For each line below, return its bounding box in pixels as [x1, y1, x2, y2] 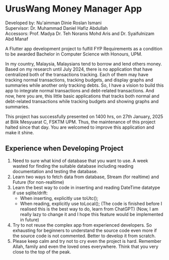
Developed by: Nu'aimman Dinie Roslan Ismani [5, 20, 102, 26]
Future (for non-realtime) [12, 179, 64, 185]
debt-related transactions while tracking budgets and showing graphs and [5, 98, 159, 104]
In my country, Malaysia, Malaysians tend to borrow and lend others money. [5, 61, 162, 67]
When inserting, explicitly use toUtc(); [20, 195, 99, 201]
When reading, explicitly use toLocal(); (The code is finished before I [20, 200, 162, 206]
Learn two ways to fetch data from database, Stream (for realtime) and [12, 174, 159, 180]
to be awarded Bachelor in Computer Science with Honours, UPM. [5, 51, 142, 57]
